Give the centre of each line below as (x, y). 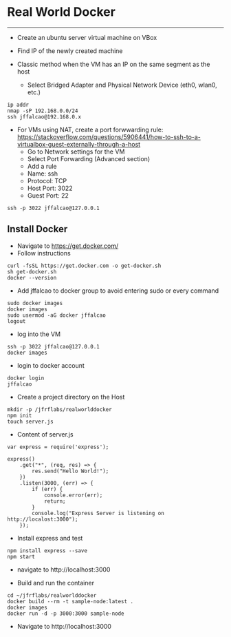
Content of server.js (45, 434)
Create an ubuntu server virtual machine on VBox (87, 37)
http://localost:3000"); (43, 519)
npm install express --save (47, 551)
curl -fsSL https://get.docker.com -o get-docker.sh (84, 266)
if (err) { (47, 489)
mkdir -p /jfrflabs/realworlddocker (59, 409)
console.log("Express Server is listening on (98, 513)
